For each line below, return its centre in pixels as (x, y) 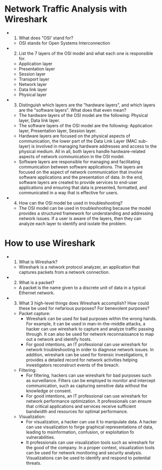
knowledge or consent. (49, 391)
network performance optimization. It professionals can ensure (89, 401)
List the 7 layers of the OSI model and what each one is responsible (86, 53)
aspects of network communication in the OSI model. (72, 156)
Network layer (33, 84)
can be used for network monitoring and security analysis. (84, 453)
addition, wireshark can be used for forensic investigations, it (87, 354)
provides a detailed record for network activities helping (82, 360)
